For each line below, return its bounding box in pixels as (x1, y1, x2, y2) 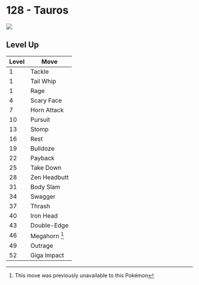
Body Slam (30, 183, 60, 191)
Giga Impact (30, 251, 64, 260)
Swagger (30, 192, 56, 200)
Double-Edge (30, 221, 69, 229)
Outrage (30, 242, 53, 250)
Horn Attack (30, 106, 64, 114)
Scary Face (30, 96, 62, 104)
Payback (30, 154, 55, 162)
